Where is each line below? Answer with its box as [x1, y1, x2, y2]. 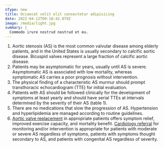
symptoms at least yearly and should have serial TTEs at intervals [12, 95, 144, 100]
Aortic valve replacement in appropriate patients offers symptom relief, [12, 115, 155, 121]
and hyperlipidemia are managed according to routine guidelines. [12, 110, 143, 116]
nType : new [5, 7, 27, 12]
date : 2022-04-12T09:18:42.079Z [5, 16, 71, 21]
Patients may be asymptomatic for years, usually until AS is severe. [12, 64, 147, 70]
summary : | [5, 25, 27, 30]
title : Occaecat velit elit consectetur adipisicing [5, 12, 115, 17]
